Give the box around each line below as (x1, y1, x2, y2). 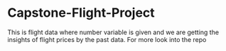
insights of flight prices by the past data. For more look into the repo (7, 35, 207, 43)
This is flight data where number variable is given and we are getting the (7, 28, 219, 36)
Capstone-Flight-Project (7, 5, 155, 21)
